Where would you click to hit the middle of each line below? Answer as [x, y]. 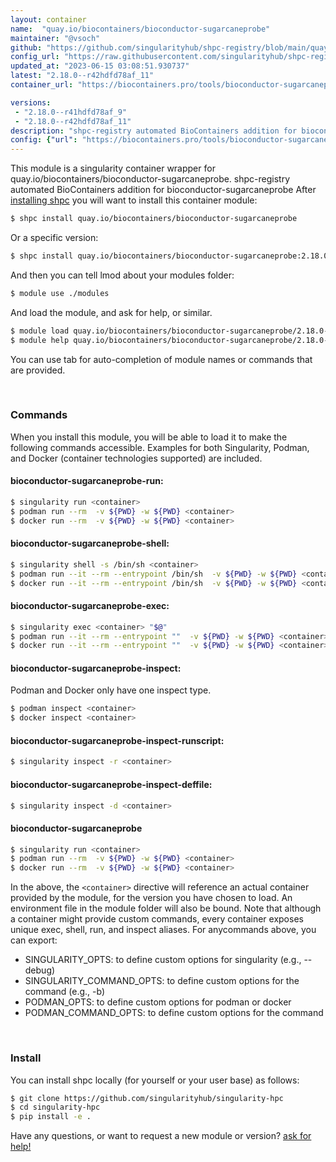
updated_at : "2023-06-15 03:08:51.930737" [100, 66]
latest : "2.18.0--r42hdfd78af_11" [82, 76]
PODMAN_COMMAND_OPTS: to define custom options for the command [174, 1013]
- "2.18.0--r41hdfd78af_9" [71, 112]
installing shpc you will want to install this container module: [134, 200]
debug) [40, 970]
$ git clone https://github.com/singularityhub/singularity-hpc [147, 1098]
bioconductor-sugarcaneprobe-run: [87, 481]
